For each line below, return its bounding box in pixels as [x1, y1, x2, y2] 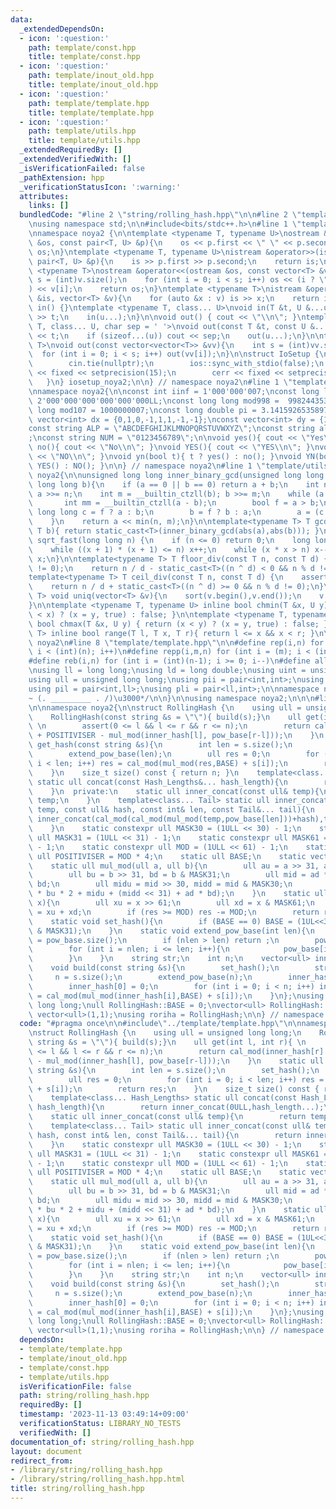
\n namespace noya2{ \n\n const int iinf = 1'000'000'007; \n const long [28, 386, 320, 396]
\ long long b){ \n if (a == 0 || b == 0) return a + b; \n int [28, 479, 320, 490]
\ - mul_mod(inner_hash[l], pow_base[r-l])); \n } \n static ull [28, 1056, 325, 1066]
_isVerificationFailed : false [19, 163, 145, 173]
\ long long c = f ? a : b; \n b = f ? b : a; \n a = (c [28, 507, 325, 518]
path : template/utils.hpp [28, 126, 137, 136]
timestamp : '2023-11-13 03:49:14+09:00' [19, 1409, 190, 1420]
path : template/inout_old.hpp [28, 71, 155, 81]
